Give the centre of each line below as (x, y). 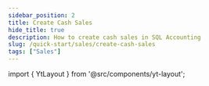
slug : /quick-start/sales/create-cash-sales (82, 45)
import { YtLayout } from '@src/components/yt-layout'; (97, 74)
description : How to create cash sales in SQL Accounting (104, 37)
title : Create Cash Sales (50, 23)
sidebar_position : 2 (42, 15)
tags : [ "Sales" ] (34, 52)
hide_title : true (36, 30)
